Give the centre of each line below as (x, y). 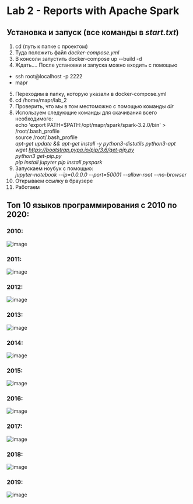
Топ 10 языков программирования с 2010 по (92, 206)
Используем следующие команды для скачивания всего (86, 113)
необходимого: (34, 119)
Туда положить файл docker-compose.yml (67, 53)
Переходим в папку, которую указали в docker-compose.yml (91, 94)
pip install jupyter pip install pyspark (59, 162)
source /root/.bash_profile (46, 137)
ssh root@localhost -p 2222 (49, 76)
